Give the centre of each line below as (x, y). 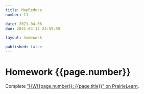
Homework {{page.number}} (68, 72)
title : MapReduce (24, 10)
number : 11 (17, 15)
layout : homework (24, 38)
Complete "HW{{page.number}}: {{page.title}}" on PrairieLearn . (72, 86)
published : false (24, 47)
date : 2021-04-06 (24, 24)
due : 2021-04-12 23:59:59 (33, 28)
